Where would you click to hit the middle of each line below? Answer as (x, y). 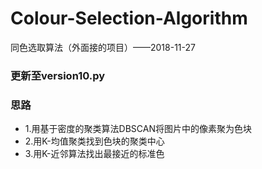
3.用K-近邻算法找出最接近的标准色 (94, 154)
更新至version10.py (58, 75)
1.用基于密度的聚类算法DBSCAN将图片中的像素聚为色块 (138, 129)
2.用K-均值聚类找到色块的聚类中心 (94, 141)
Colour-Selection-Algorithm (129, 18)
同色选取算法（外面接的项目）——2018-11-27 (103, 47)
